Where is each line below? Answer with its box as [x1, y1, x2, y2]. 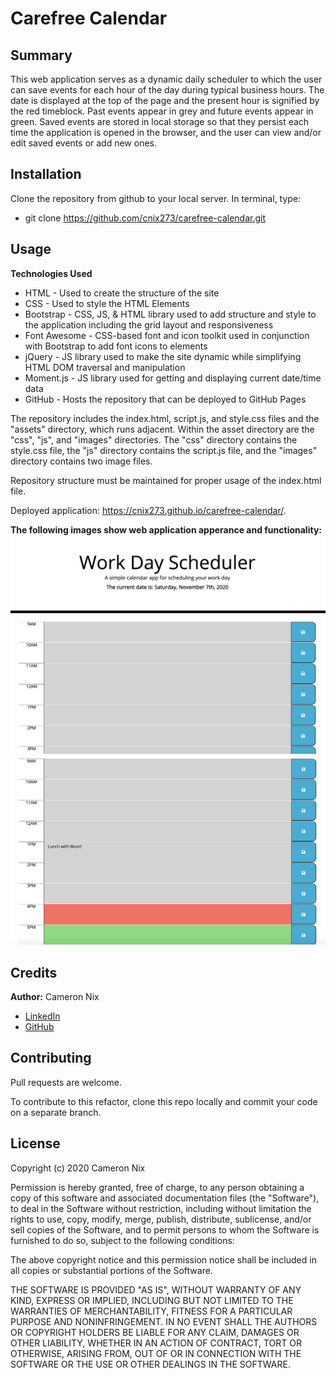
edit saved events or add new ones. [10, 137, 158, 149]
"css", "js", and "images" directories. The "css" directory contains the [10, 433, 298, 446]
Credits [10, 964, 58, 981]
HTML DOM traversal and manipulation [24, 361, 186, 373]
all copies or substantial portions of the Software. [10, 1264, 213, 1276]
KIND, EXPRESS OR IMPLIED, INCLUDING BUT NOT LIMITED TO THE [10, 1294, 294, 1306]
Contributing [10, 1050, 92, 1067]
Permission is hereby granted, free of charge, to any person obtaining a [10, 1181, 305, 1193]
